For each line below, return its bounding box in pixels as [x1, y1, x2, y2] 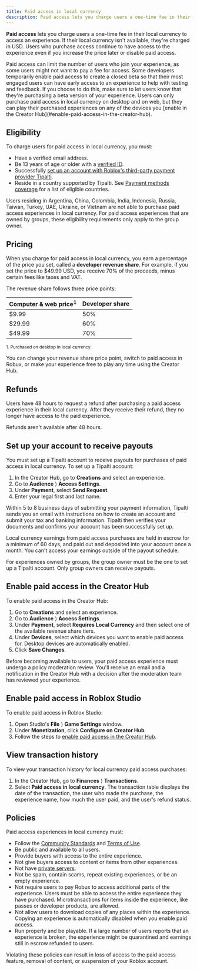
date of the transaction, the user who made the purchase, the [14, 789, 163, 796]
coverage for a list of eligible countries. [14, 186, 110, 193]
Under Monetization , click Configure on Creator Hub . [14, 726, 146, 733]
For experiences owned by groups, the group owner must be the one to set [6, 559, 188, 566]
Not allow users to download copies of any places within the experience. [14, 909, 191, 916]
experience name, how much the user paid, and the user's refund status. [14, 796, 191, 803]
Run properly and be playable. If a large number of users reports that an [14, 928, 189, 935]
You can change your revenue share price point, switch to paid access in [6, 354, 183, 362]
